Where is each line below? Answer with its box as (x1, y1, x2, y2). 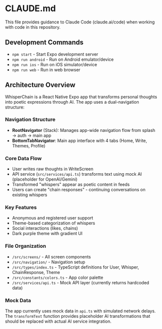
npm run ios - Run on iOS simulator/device (12, 61, 97, 67)
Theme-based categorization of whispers (12, 220, 96, 226)
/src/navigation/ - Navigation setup (12, 259, 86, 265)
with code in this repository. (5, 24, 61, 30)
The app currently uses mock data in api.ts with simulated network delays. (5, 308, 156, 314)
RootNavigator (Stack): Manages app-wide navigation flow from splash (12, 127, 156, 133)
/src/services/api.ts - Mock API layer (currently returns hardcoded (12, 279, 149, 285)
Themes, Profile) (12, 143, 46, 148)
